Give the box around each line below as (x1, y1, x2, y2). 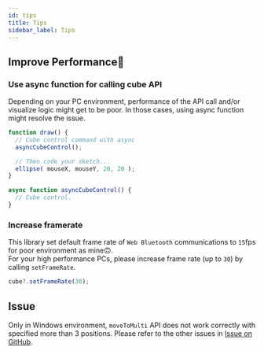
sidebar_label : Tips (8, 26, 76, 34)
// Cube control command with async (15, 135, 135, 144)
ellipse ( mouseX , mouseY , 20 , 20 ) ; (15, 164, 135, 173)
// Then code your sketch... (15, 157, 111, 165)
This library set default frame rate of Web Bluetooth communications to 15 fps (8, 238, 256, 247)
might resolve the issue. (8, 113, 86, 123)
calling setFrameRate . (8, 263, 76, 272)
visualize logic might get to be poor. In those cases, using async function (8, 105, 244, 115)
